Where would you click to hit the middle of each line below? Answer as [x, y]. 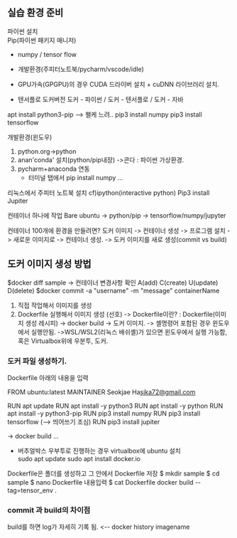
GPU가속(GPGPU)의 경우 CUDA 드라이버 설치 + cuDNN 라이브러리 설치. [118, 84]
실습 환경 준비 [35, 13]
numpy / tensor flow [47, 54]
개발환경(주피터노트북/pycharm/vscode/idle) [81, 69]
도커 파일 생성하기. [37, 361]
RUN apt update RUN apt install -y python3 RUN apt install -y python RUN [115, 406]
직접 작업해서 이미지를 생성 [55, 305]
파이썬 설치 [23, 31]
